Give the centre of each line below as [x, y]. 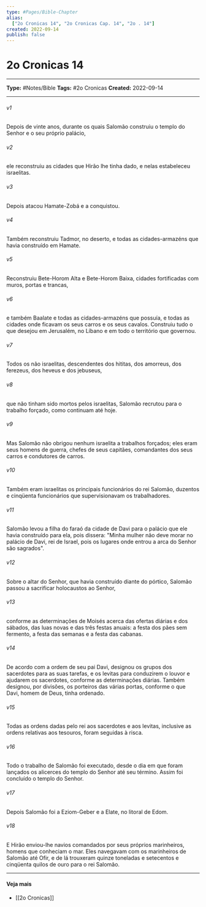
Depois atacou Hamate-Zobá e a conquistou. [63, 205]
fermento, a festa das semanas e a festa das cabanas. [74, 634]
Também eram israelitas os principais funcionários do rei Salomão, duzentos [103, 489]
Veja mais [19, 884]
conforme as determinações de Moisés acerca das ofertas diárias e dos [97, 621]
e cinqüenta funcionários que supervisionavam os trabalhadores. [88, 496]
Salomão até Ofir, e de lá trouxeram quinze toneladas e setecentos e [93, 858]
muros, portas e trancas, [37, 285]
